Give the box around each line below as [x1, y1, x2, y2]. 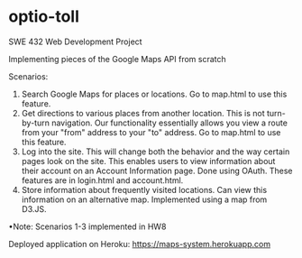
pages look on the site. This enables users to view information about [21, 155, 276, 166]
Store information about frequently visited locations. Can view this [21, 184, 268, 195]
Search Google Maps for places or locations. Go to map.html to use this [21, 88, 288, 99]
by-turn [21, 117, 50, 128]
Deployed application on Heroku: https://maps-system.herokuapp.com [8, 238, 271, 249]
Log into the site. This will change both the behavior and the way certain [21, 146, 290, 157]
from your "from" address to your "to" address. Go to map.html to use [21, 126, 281, 137]
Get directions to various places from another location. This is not [21, 107, 265, 118]
